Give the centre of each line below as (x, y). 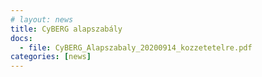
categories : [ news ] (51, 57)
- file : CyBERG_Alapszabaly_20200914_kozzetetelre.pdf (136, 47)
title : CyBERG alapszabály (66, 29)
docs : (21, 38)
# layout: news (42, 19)
